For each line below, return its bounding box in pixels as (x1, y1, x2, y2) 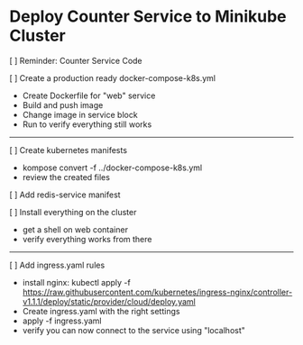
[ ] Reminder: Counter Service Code (9, 55, 142, 66)
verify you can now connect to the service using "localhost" (22, 324, 246, 335)
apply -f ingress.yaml (22, 315, 102, 326)
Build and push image (22, 99, 104, 110)
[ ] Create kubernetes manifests (9, 144, 128, 155)
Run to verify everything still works (22, 119, 152, 130)
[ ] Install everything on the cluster (9, 206, 137, 217)
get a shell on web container (22, 223, 129, 235)
